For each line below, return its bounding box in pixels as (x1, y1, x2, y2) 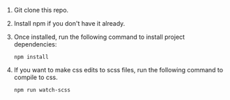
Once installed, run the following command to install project (13, 33, 185, 41)
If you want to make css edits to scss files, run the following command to (13, 66, 224, 74)
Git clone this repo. (13, 6, 69, 14)
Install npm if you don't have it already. (13, 19, 125, 27)
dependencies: (13, 40, 57, 48)
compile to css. (13, 73, 58, 81)
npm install (13, 53, 49, 60)
